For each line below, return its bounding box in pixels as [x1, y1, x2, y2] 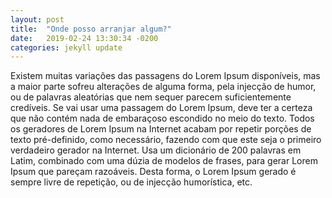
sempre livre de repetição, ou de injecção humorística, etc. [10, 176, 253, 188]
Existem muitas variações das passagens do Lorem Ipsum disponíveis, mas [10, 70, 321, 82]
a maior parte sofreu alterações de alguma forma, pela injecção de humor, [10, 81, 317, 93]
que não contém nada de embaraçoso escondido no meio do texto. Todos [10, 112, 315, 125]
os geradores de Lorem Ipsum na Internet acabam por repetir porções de [10, 123, 312, 135]
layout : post [10, 14, 65, 25]
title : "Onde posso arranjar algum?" [10, 24, 172, 34]
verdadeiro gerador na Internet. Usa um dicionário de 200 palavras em [10, 144, 302, 156]
